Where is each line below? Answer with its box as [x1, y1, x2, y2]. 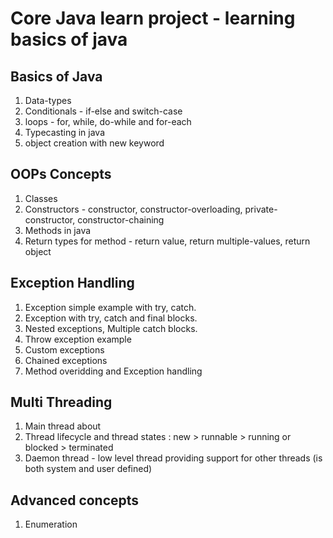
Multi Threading [10, 394, 113, 411]
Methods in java [24, 224, 92, 236]
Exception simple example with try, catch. [24, 301, 197, 313]
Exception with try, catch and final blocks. [24, 312, 198, 324]
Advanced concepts [10, 492, 140, 509]
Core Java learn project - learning [10, 7, 296, 30]
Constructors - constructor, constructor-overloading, [24, 203, 243, 215]
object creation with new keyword [24, 137, 165, 149]
